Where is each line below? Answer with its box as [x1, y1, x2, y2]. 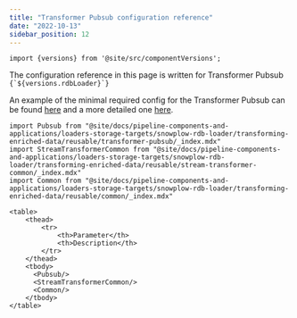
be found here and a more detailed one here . [9, 105, 174, 115]
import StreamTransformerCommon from [9, 145, 150, 155]
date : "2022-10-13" [9, 21, 82, 30]
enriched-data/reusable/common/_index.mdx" [9, 192, 174, 201]
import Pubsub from [9, 121, 82, 130]
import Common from [9, 176, 82, 186]
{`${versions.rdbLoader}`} [9, 79, 110, 88]
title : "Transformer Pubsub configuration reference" [9, 13, 214, 22]
